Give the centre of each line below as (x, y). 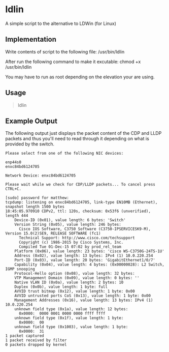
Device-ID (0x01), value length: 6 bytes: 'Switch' (70, 220)
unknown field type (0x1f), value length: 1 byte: (69, 318)
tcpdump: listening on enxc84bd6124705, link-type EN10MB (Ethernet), (81, 202)
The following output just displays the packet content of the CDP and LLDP (83, 133)
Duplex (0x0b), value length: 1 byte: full (61, 287)
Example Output (31, 121)
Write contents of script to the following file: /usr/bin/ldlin (65, 51)
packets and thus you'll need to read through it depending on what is (77, 139)
